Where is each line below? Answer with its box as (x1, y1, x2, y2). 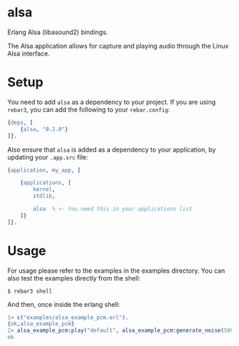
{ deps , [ (7, 119, 33, 126)
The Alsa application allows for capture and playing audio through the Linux (7, 41, 229, 50)
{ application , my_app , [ (7, 167, 81, 174)
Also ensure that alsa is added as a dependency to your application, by (7, 145, 216, 154)
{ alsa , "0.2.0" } (20, 125, 69, 132)
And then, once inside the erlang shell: (7, 300, 120, 308)
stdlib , (33, 193, 55, 200)
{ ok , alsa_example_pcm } (7, 320, 75, 327)
